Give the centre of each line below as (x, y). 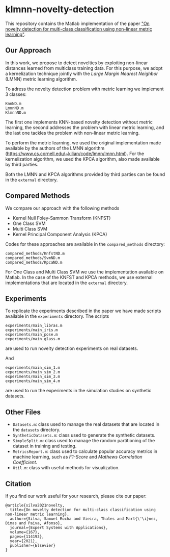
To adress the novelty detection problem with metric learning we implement (84, 89)
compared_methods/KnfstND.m (35, 254)
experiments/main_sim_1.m (33, 368)
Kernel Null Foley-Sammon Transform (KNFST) (62, 218)
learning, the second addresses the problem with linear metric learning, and (85, 127)
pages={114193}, (27, 537)
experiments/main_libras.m (34, 326)
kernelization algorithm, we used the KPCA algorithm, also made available (83, 159)
